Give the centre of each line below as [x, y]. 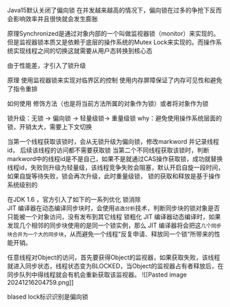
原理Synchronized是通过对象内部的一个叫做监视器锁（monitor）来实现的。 [113, 34]
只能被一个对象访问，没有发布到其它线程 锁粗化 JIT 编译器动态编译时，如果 [114, 217]
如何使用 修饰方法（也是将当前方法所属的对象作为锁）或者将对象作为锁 [108, 103]
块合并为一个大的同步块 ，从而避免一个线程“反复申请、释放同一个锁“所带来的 [111, 234]
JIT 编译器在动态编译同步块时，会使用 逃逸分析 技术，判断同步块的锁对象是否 [114, 208]
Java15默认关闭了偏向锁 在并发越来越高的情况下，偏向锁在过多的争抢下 [108, 10]
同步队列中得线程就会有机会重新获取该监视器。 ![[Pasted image [97, 275]
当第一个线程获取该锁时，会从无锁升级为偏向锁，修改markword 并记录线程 [113, 141]
